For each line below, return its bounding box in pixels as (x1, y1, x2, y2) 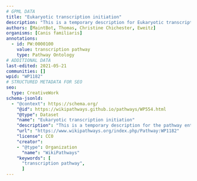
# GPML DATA (6, 8, 35, 15)
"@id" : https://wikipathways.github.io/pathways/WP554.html (16, 106, 167, 112)
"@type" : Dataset (16, 112, 59, 117)
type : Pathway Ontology (16, 52, 75, 58)
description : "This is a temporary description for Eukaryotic (6, 19, 164, 25)
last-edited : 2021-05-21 (6, 62, 67, 69)
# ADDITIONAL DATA (6, 57, 51, 63)
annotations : (6, 36, 38, 41)
